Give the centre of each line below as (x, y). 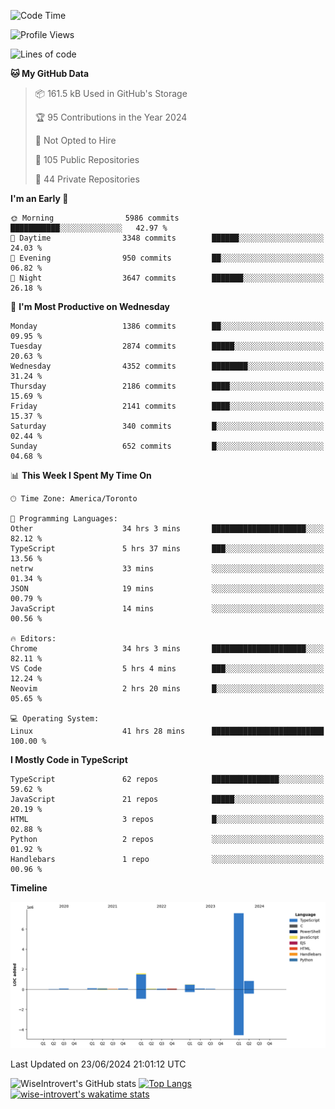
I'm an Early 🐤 (39, 198)
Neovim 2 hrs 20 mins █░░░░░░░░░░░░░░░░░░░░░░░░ (167, 689)
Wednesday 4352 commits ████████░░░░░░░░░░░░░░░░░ (167, 366)
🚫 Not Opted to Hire (75, 140)
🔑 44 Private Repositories (87, 179)
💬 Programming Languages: (64, 519)
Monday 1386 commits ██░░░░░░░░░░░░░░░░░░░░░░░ (167, 326)
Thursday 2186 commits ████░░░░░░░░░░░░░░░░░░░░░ (167, 386)
